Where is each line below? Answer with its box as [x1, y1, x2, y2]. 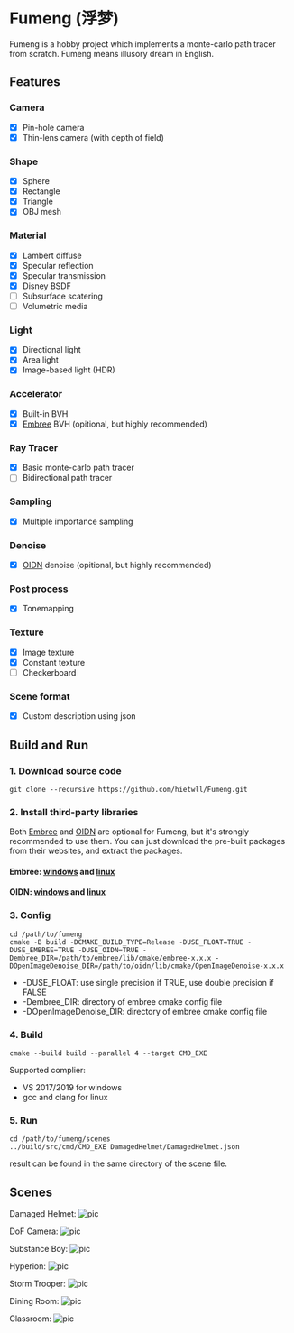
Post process [9, 583, 69, 595]
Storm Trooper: [9, 1278, 66, 1290]
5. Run [9, 1114, 38, 1126]
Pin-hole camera [22, 122, 85, 133]
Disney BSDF [22, 280, 72, 291]
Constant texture [22, 657, 86, 667]
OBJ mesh [22, 207, 61, 217]
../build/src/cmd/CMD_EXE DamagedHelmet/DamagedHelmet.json [9, 1143, 241, 1152]
